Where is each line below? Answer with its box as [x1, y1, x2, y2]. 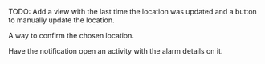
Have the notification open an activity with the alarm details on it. [8, 46, 223, 55]
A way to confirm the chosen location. [8, 31, 135, 40]
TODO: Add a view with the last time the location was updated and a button [8, 7, 257, 16]
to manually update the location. [8, 15, 115, 25]
